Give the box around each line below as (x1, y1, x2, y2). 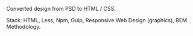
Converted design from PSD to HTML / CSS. (6, 5, 116, 12)
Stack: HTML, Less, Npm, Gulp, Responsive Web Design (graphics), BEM (6, 17, 188, 23)
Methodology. (6, 23, 41, 30)
